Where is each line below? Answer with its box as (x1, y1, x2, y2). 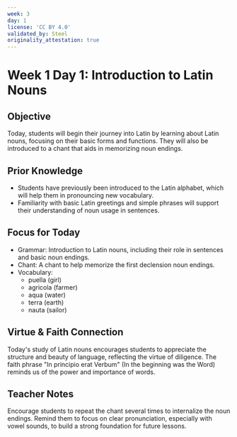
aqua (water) (28, 290, 66, 299)
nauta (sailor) (28, 305, 67, 314)
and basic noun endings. (17, 253, 90, 261)
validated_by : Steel (7, 30, 69, 38)
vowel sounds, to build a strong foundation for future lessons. (7, 422, 187, 431)
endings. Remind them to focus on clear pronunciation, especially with (7, 414, 212, 423)
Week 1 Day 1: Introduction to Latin (7, 67, 214, 84)
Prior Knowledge (7, 164, 83, 177)
